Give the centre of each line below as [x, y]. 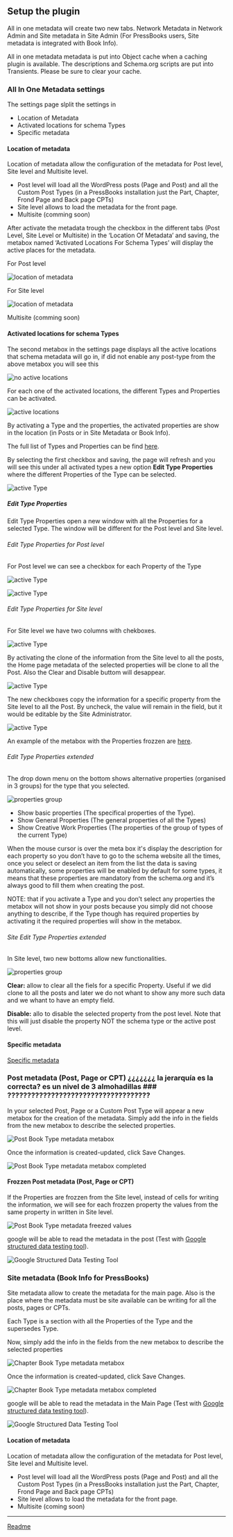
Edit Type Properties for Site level [55, 609]
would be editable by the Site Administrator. [70, 714]
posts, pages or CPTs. [39, 1308]
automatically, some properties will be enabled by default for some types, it [115, 871]
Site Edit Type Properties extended [57, 937]
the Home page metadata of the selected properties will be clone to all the [113, 664]
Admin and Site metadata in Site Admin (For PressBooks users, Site [103, 35]
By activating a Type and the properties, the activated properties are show [113, 425]
